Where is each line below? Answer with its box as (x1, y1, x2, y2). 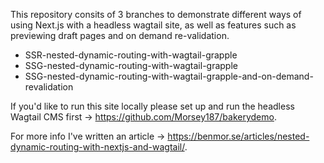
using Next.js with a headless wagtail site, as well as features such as (10, 19, 297, 31)
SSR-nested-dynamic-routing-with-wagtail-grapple (24, 49, 238, 61)
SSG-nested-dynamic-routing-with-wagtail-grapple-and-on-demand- (24, 70, 314, 82)
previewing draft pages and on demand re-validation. (10, 30, 230, 41)
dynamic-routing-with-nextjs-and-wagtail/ (10, 141, 185, 153)
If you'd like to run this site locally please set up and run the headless (10, 100, 295, 112)
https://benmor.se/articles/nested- (167, 130, 310, 142)
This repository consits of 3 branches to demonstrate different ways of (10, 9, 302, 20)
